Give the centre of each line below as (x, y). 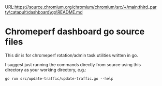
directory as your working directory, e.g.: (46, 70)
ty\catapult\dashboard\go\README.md (44, 12)
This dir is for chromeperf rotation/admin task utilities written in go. (72, 55)
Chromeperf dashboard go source (75, 32)
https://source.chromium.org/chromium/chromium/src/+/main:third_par (86, 7)
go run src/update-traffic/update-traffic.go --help (59, 79)
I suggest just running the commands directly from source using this (73, 64)
